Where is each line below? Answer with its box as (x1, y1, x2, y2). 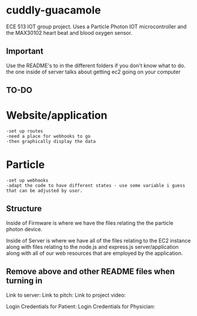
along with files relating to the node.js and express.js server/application (6, 243, 179, 250)
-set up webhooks (6, 178, 49, 184)
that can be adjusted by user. (6, 188, 83, 194)
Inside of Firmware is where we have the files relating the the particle (6, 219, 173, 227)
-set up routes (6, 128, 44, 134)
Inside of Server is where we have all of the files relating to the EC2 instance (6, 237, 191, 244)
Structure (6, 204, 42, 214)
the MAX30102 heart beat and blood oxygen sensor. (6, 29, 132, 36)
